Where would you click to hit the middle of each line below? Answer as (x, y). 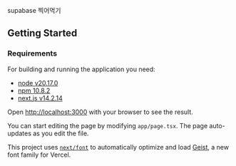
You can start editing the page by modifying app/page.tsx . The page (108, 125)
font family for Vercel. (39, 155)
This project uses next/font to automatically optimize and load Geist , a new (118, 147)
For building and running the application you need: (81, 69)
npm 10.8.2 (34, 90)
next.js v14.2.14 (40, 98)
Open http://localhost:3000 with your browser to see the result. (101, 112)
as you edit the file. (61, 133)
